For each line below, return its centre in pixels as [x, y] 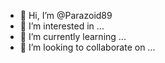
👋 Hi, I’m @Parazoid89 [66, 15]
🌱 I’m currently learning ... [73, 36]
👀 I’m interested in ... [62, 26]
